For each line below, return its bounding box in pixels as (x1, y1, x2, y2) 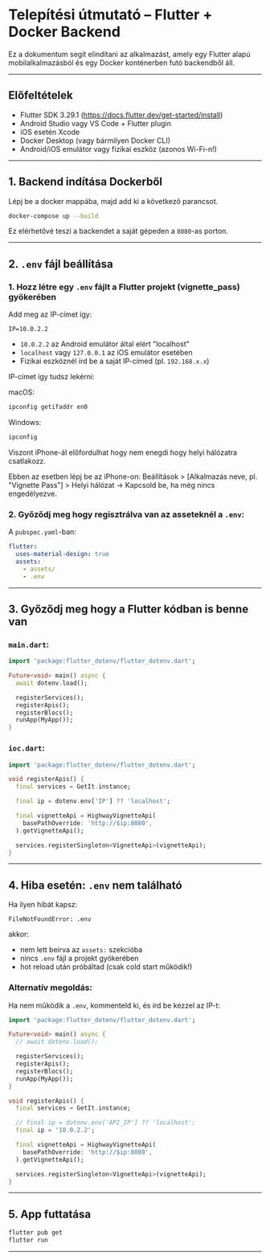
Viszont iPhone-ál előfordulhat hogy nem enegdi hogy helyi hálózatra (8, 448, 238, 457)
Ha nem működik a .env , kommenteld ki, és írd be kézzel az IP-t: (8, 1000, 221, 1010)
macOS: (8, 387, 35, 397)
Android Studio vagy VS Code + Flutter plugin (19, 118, 171, 128)
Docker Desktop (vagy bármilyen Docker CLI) (19, 135, 171, 145)
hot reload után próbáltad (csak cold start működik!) (19, 962, 193, 972)
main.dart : (8, 639, 50, 650)
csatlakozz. (8, 456, 47, 465)
